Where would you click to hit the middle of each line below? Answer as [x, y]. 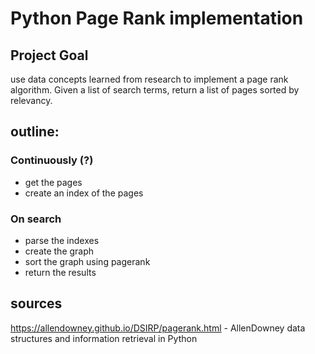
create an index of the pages [84, 193]
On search [36, 219]
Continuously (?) [52, 160]
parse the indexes [62, 240]
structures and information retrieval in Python [104, 338]
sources [36, 303]
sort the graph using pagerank [87, 261]
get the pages [53, 182]
